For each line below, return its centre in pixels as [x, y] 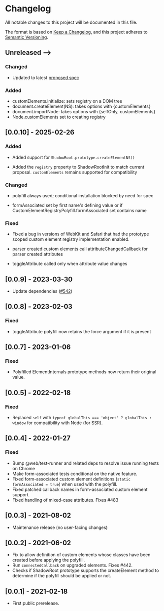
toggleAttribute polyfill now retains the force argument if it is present [82, 331]
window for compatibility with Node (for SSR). [57, 423]
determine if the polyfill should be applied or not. [62, 576]
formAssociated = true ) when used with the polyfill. [65, 484]
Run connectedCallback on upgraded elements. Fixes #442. [72, 565]
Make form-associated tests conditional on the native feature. [75, 474]
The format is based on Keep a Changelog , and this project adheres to [76, 32]
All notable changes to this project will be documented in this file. [71, 22]
